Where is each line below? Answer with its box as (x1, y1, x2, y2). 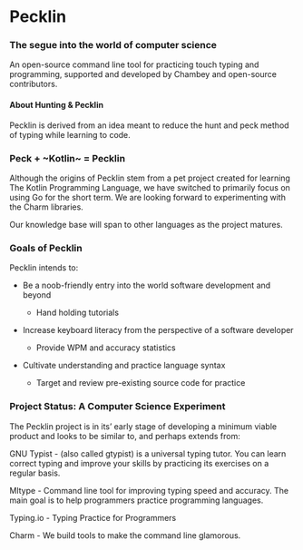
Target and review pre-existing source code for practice (35, 378, 246, 388)
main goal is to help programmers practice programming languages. (9, 495, 264, 506)
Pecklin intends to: (9, 262, 79, 273)
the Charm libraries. (9, 201, 83, 212)
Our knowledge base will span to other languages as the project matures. (9, 219, 283, 230)
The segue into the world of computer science (9, 39, 218, 52)
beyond (22, 290, 52, 300)
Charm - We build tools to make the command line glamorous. (9, 529, 241, 541)
